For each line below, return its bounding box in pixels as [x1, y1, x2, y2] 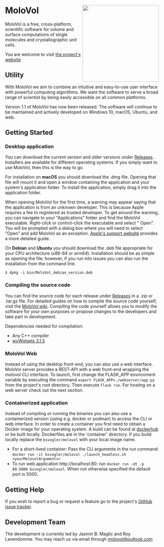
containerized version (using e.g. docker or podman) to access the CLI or [5, 416, 153, 422]
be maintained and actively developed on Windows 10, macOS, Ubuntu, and [5, 109, 158, 115]
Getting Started [5, 128, 53, 137]
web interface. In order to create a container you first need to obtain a [5, 421, 145, 427]
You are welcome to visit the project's [5, 51, 81, 57]
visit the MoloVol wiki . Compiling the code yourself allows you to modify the [5, 303, 157, 309]
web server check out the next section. [5, 387, 84, 393]
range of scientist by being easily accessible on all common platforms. [5, 94, 147, 100]
